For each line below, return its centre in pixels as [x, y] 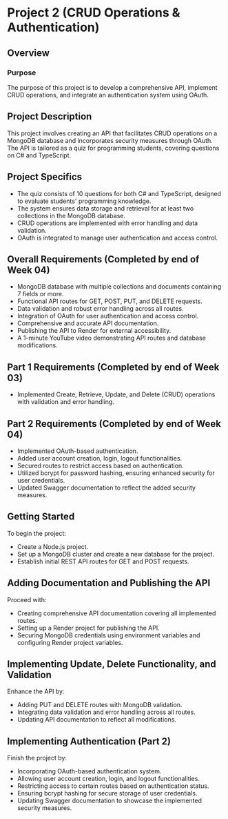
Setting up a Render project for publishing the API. [88, 628]
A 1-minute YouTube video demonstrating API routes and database [112, 338]
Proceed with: [27, 599]
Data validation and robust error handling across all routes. [100, 309]
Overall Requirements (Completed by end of [103, 259]
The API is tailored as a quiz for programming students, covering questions [113, 148]
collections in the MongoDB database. [71, 215]
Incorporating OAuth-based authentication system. [89, 771]
